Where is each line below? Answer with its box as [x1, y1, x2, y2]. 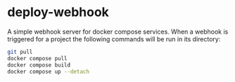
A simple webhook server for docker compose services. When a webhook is [7, 27, 229, 36]
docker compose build [7, 61, 71, 69]
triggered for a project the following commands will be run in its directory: [7, 34, 221, 43]
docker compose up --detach [7, 68, 90, 75]
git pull [7, 48, 33, 55]
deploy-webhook [7, 4, 109, 20]
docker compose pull [7, 55, 68, 62]
